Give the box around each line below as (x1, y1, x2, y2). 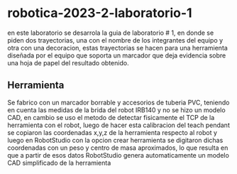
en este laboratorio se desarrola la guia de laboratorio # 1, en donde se (7, 28, 214, 37)
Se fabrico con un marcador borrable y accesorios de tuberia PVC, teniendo (7, 98, 230, 107)
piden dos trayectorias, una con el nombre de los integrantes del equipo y (7, 36, 224, 44)
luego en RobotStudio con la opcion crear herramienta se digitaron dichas (7, 136, 224, 144)
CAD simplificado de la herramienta (7, 158, 111, 167)
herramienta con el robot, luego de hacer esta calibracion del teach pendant (7, 121, 231, 129)
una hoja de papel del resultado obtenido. (7, 58, 129, 67)
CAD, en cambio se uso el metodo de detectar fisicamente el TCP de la (7, 113, 215, 121)
